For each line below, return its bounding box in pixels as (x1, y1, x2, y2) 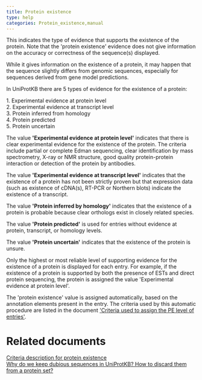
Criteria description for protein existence (6, 354, 107, 361)
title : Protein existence (6, 8, 71, 15)
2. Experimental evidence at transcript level (6, 104, 114, 111)
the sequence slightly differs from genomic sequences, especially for (6, 67, 178, 75)
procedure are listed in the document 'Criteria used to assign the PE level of (6, 307, 195, 314)
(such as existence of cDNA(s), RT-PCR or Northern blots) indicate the (6, 184, 181, 192)
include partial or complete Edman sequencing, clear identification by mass (6, 147, 194, 154)
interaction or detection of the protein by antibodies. (6, 160, 136, 167)
